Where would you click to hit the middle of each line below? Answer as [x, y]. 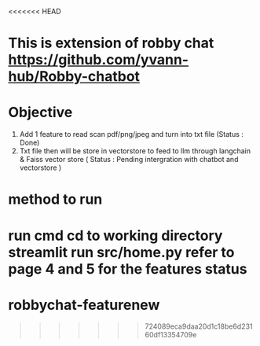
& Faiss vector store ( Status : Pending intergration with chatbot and [129, 160]
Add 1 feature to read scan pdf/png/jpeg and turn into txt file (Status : [131, 134]
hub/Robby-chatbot [74, 77]
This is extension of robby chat [111, 43]
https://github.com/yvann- [99, 60]
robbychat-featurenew [84, 305]
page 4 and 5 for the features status [128, 269]
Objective [40, 112]
